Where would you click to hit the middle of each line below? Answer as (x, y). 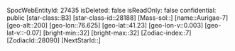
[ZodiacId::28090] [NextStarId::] (54, 40)
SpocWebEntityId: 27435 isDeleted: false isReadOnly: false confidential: (111, 10)
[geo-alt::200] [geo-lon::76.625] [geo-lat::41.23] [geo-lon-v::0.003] (105, 25)
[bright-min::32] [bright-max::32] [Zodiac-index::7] (117, 33)
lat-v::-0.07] (24, 33)
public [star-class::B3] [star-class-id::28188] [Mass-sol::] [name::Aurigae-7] (117, 18)
